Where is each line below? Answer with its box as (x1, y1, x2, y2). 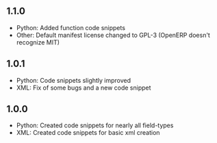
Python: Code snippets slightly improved (16, 76, 131, 84)
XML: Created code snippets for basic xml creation (16, 129, 160, 137)
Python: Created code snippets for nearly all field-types (16, 121, 174, 129)
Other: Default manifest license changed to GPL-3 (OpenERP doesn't (16, 31, 210, 39)
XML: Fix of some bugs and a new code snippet (16, 83, 151, 92)
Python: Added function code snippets (16, 23, 126, 31)
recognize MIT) (16, 38, 60, 47)
